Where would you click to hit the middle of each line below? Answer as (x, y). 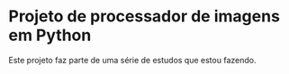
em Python (50, 35)
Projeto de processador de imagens (144, 16)
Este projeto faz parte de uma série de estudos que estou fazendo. (132, 60)
